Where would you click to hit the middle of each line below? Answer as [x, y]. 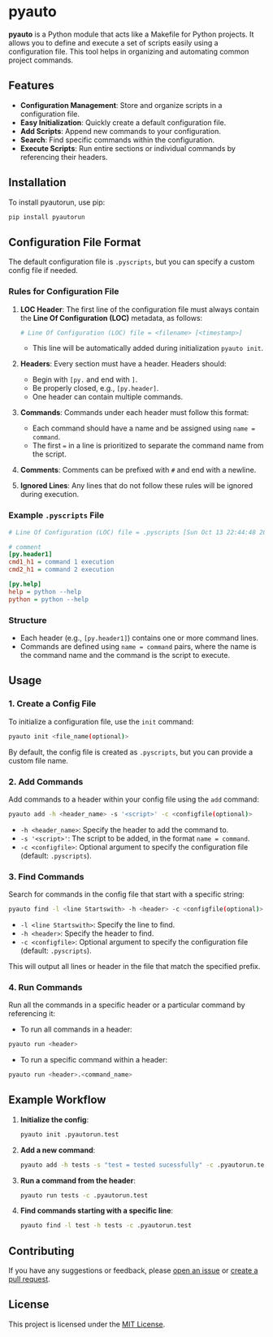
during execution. [50, 495]
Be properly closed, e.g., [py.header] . [95, 388]
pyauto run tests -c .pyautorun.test [84, 1195]
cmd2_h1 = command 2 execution [61, 570]
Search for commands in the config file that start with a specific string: [127, 894]
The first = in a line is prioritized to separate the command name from [148, 446]
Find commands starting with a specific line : [96, 1211]
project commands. [41, 60]
